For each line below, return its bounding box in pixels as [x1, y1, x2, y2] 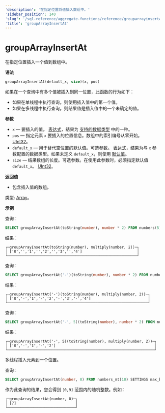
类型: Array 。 [5, 195, 32, 201]
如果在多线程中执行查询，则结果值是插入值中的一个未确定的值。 [12, 105, 141, 111]
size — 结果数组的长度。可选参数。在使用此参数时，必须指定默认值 [12, 157, 149, 163]
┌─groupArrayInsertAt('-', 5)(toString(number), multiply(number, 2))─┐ [5, 339, 157, 344]
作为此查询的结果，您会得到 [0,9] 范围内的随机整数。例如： [5, 386, 126, 392]
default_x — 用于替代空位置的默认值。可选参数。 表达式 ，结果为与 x [12, 145, 151, 151]
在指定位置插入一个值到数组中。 [5, 59, 70, 65]
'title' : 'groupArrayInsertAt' [5, 21, 69, 26]
